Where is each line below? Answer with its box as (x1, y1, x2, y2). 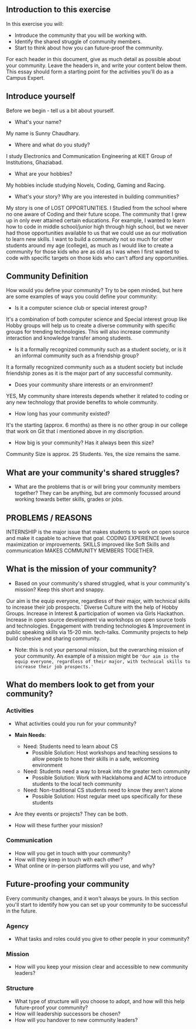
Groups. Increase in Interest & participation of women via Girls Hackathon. (6, 609, 185, 616)
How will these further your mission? (14, 822, 104, 829)
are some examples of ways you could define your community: (6, 293, 158, 300)
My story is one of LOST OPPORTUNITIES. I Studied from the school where (6, 204, 187, 211)
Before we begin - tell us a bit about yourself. (6, 107, 115, 114)
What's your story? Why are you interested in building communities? (14, 193, 180, 200)
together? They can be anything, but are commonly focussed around (14, 490, 181, 497)
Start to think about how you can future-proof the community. (14, 44, 164, 51)
